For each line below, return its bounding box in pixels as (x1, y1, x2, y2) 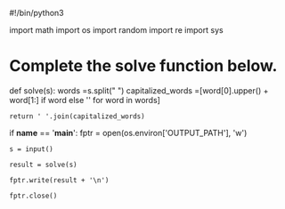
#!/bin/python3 (9, 8, 64, 18)
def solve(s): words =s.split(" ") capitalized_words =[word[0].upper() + (9, 84, 269, 96)
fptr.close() (9, 191, 58, 200)
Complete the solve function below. (9, 56, 278, 76)
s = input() (9, 144, 53, 154)
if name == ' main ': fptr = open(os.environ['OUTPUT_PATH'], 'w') (9, 127, 248, 138)
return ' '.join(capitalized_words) (9, 111, 145, 121)
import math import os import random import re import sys (9, 25, 224, 35)
